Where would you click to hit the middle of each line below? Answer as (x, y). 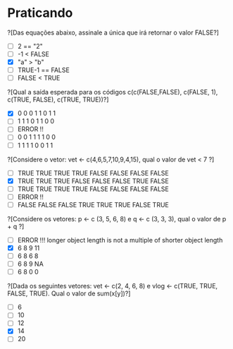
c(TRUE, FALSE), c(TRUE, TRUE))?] (58, 99)
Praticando (40, 13)
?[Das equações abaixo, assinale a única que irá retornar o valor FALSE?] (113, 32)
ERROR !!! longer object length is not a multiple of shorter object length (120, 240)
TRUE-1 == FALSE (44, 70)
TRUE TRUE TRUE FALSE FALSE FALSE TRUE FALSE (93, 180)
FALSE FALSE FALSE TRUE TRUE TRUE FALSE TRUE (93, 204)
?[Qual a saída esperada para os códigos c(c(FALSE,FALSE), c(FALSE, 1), (113, 92)
